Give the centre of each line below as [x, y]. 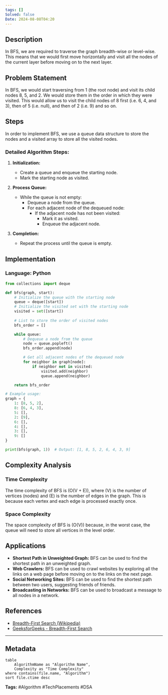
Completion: [25, 234]
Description [24, 39]
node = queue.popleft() [48, 343]
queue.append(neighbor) [66, 376]
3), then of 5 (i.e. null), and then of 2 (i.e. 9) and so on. [61, 106]
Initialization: [26, 163]
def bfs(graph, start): [30, 293]
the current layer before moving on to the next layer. [59, 62]
